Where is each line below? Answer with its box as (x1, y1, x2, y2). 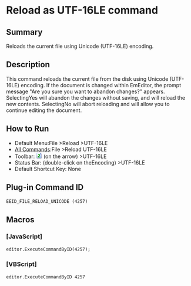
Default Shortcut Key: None (14, 165, 81, 172)
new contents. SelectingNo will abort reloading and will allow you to (6, 100, 170, 107)
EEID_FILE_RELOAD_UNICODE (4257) (6, 199, 88, 205)
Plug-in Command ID (6, 182, 84, 192)
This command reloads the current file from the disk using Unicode (6, 75, 169, 83)
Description (6, 60, 50, 70)
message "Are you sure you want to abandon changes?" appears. (6, 88, 165, 95)
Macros (6, 215, 35, 225)
